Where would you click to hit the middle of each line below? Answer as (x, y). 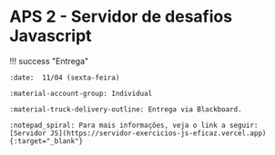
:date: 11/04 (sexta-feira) (65, 77)
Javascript (51, 36)
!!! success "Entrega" (49, 61)
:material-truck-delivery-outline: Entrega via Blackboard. (126, 109)
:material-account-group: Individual (81, 93)
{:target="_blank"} (46, 141)
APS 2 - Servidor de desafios (121, 17)
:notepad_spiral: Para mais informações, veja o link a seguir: (134, 125)
